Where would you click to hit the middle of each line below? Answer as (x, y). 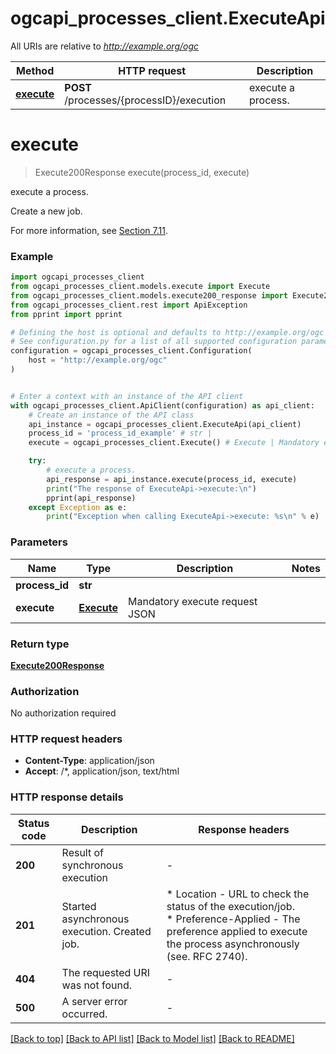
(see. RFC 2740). (207, 956)
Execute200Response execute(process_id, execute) (142, 172)
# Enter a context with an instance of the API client (127, 396)
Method (35, 70)
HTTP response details (67, 797)
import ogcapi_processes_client (77, 277)
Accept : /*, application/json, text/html (102, 771)
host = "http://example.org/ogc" (98, 360)
